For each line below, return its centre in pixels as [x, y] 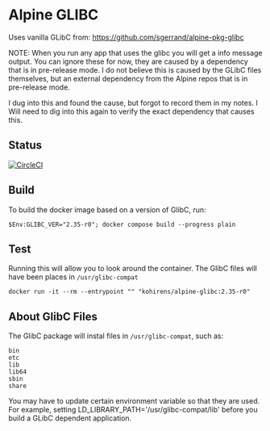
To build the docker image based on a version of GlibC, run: [108, 209]
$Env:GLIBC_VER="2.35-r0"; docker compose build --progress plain [122, 224]
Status [25, 146]
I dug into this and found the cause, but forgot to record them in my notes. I [133, 103]
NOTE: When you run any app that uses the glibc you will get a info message [135, 52]
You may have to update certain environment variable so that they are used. [134, 401]
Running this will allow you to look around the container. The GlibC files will [133, 269]
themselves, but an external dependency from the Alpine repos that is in [128, 78]
